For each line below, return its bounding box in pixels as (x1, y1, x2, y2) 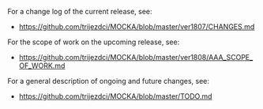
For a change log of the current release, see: (7, 7, 152, 16)
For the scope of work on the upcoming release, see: (7, 37, 180, 47)
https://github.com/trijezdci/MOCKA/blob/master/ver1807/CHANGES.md (18, 22, 255, 31)
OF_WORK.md (18, 61, 66, 70)
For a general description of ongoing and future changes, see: (7, 77, 210, 85)
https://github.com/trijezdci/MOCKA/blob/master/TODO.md (18, 92, 212, 101)
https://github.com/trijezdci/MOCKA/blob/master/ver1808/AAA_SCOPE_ (18, 53, 254, 62)
